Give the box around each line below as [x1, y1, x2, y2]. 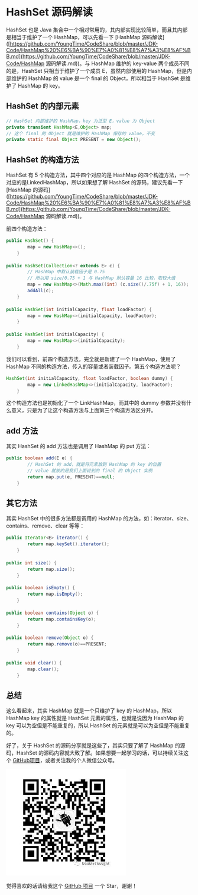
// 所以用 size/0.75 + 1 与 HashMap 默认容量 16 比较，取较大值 [27, 275, 176, 282]
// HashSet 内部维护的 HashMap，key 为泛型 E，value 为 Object [6, 118, 155, 124]
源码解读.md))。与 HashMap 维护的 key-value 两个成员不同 [46, 60, 190, 67]
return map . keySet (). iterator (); [27, 541, 110, 547]
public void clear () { [6, 660, 62, 666]
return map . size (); [27, 566, 76, 572]
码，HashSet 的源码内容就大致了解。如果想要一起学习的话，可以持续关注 [6, 749, 184, 756]
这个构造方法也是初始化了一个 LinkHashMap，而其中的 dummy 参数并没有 [6, 399, 187, 407]
